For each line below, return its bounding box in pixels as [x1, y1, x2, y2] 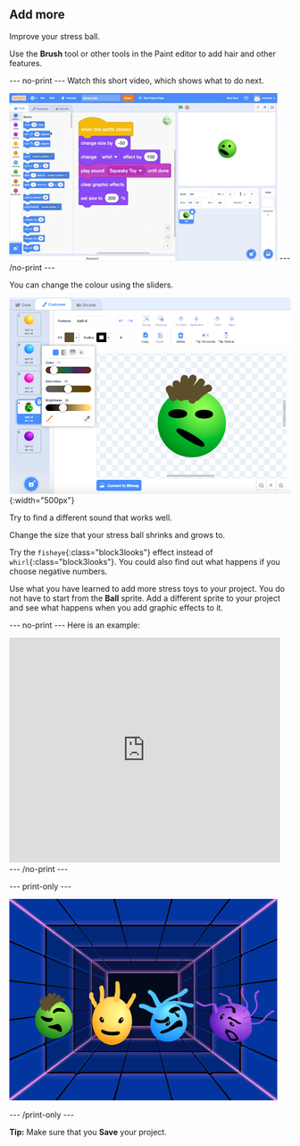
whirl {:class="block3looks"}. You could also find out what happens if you [9, 557, 281, 568]
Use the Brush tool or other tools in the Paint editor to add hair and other [9, 48, 277, 59]
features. [9, 57, 43, 68]
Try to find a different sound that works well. [9, 512, 172, 523]
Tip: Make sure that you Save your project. [9, 1127, 167, 1138]
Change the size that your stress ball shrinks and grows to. [9, 530, 226, 541]
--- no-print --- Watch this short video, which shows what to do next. [9, 75, 264, 86]
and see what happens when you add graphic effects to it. [9, 603, 223, 613]
